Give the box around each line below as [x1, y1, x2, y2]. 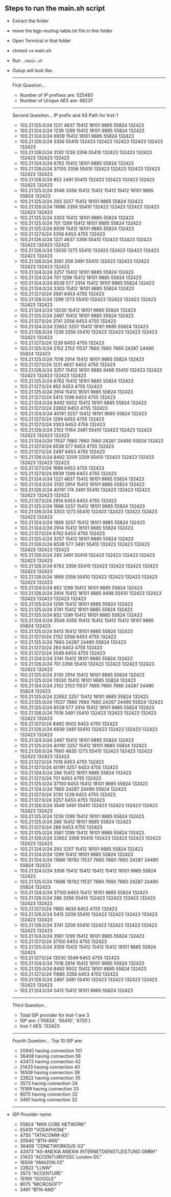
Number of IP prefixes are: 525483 [19, 92, 93, 98]
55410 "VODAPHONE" [19, 1126, 67, 1132]
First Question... [12, 82, 46, 88]
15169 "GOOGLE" [19, 1175, 57, 1182]
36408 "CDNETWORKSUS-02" [19, 1143, 85, 1149]
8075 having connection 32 [19, 1091, 78, 1097]
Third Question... [12, 1002, 48, 1008]
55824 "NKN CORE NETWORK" [19, 1121, 86, 1127]
